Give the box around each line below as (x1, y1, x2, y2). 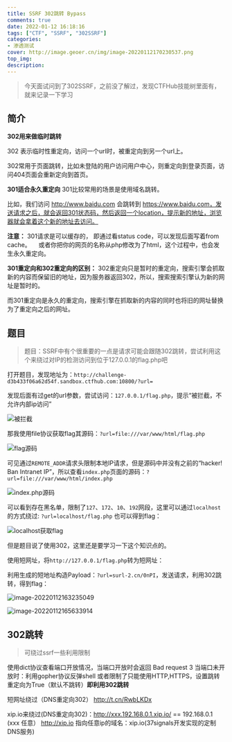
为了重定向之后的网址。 (7, 305, 74, 313)
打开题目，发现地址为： (7, 371, 74, 379)
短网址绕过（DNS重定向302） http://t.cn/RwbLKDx (7, 695, 152, 704)
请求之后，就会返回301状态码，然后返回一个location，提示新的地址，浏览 (12, 209, 222, 217)
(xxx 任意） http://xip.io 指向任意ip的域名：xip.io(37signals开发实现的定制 (7, 719, 217, 727)
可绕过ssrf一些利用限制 (24, 648, 91, 657)
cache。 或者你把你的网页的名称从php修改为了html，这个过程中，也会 (7, 241, 214, 249)
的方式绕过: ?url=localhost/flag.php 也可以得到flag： (7, 512, 161, 521)
